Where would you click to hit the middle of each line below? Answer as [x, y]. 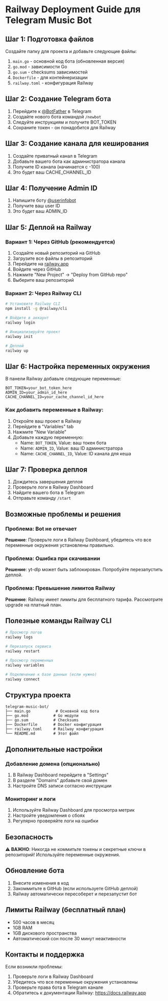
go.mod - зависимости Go [40, 67]
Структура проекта [38, 695]
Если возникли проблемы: [34, 967]
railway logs [19, 637]
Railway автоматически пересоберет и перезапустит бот [75, 894]
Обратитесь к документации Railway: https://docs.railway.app [79, 993]
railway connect [22, 679]
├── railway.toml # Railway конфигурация [54, 729]
